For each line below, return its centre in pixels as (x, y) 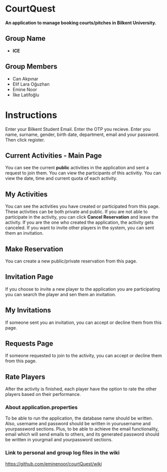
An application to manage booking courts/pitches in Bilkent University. (81, 23)
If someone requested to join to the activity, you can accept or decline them (83, 356)
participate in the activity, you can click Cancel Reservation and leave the (82, 217)
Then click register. (25, 140)
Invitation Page (29, 277)
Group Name (25, 39)
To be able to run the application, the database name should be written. (79, 418)
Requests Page (29, 343)
